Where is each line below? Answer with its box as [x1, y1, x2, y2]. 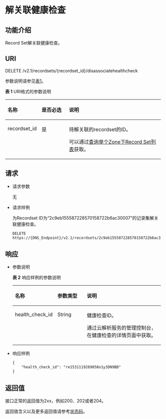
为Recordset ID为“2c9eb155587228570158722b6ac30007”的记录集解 [12, 215, 154, 221]
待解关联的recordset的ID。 [69, 126, 131, 133]
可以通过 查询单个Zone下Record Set [69, 138, 152, 145]
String [57, 311, 72, 318]
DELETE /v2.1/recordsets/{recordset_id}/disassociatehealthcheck [5, 67, 138, 73]
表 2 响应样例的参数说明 [12, 275, 61, 281]
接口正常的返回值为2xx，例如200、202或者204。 [5, 398, 106, 404]
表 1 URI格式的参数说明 [5, 88, 51, 94]
